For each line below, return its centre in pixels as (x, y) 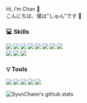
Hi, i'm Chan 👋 (23, 9)
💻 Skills (18, 31)
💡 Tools (17, 69)
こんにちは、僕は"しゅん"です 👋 (44, 16)
